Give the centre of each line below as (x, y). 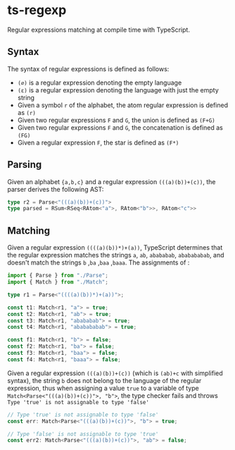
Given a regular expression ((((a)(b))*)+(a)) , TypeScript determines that (115, 248)
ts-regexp (37, 10)
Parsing (25, 165)
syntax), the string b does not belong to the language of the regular (104, 380)
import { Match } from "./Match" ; (58, 282)
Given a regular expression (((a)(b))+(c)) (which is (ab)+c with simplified (115, 373)
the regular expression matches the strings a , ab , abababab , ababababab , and (116, 255)
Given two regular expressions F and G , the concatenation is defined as (120, 127)
